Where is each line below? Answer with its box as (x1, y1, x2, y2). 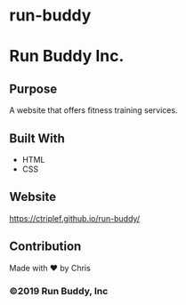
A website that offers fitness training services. (9, 105, 178, 116)
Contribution (9, 239, 82, 254)
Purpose (9, 81, 58, 96)
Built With (9, 131, 65, 146)
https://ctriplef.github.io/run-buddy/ (9, 213, 141, 223)
